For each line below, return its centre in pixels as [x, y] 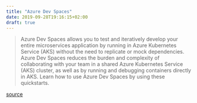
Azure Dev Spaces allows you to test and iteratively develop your [99, 39]
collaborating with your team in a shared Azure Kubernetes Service [102, 64]
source [15, 94]
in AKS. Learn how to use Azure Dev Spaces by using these [93, 77]
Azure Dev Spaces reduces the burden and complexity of [90, 58]
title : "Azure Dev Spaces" [39, 11]
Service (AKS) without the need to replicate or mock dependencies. [102, 52]
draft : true [21, 22]
